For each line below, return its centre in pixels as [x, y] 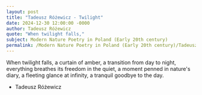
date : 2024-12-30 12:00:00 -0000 [48, 23]
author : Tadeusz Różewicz [38, 29]
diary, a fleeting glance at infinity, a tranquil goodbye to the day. [85, 75]
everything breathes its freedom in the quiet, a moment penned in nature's [98, 69]
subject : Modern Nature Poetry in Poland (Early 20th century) [87, 40]
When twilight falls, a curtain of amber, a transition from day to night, [91, 62]
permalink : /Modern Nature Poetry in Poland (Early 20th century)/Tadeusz [102, 46]
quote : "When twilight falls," [45, 34]
